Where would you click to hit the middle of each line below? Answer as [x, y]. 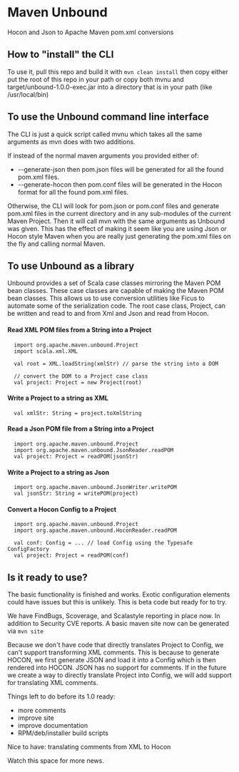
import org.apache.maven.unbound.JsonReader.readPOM [94, 450]
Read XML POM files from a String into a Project [80, 329]
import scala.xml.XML [46, 351]
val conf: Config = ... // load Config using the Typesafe [103, 543]
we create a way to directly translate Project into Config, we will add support [119, 675]
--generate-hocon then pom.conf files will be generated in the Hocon [120, 184]
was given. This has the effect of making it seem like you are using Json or [117, 228]
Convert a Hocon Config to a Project [62, 509]
